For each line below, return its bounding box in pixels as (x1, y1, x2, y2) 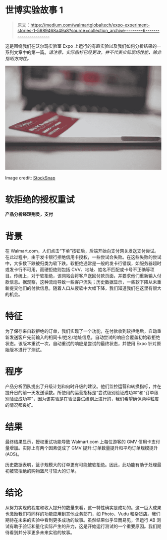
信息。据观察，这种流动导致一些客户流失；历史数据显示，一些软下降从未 (9, 279, 157, 285)
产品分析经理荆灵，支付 (5, 211, 53, 217)
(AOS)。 (5, 451, 22, 457)
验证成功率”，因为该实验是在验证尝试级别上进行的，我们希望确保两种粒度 (9, 396, 160, 402)
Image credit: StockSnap (5, 175, 56, 181)
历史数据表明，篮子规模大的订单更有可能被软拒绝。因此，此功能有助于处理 (5, 462, 157, 468)
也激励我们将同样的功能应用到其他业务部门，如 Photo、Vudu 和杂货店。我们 (5, 511, 161, 517)
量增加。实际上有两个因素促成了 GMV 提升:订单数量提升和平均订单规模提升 (5, 445, 158, 451)
